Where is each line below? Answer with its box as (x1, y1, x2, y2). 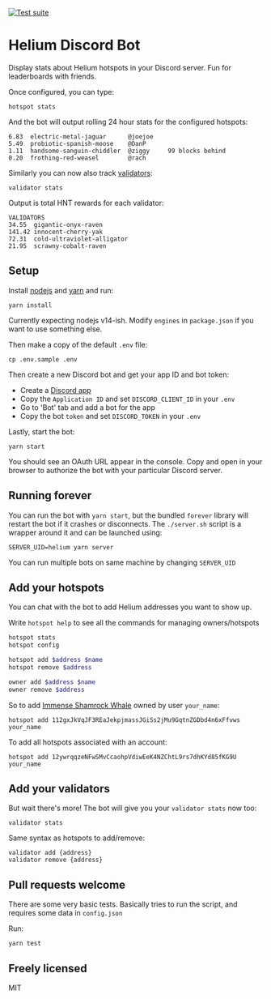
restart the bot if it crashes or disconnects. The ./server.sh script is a (8, 519, 242, 528)
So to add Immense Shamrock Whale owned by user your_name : (8, 700, 220, 710)
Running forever (8, 489, 92, 502)
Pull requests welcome (8, 877, 126, 891)
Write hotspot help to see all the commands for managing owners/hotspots (8, 618, 260, 628)
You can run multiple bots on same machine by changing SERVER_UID (8, 557, 236, 567)
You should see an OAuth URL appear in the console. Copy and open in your (8, 456, 263, 466)
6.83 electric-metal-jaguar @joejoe (8, 132, 154, 141)
